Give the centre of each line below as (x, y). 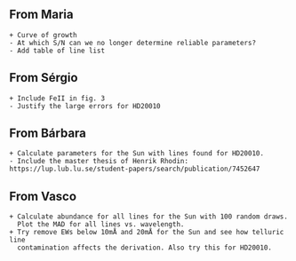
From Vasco (43, 196)
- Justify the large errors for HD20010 (85, 106)
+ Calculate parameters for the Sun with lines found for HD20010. (137, 154)
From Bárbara (48, 134)
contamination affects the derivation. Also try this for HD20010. (145, 248)
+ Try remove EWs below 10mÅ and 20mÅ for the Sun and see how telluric (147, 233)
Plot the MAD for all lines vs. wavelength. (101, 225)
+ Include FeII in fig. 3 (57, 98)
